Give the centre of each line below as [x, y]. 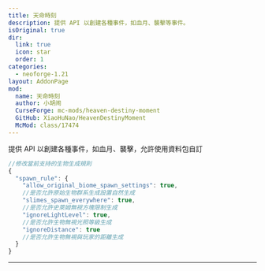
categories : [28, 67]
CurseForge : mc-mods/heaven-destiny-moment [88, 111]
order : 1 [30, 60]
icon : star [33, 52]
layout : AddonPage [38, 81]
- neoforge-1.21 [42, 74]
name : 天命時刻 [38, 96]
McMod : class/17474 [47, 125]
